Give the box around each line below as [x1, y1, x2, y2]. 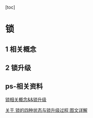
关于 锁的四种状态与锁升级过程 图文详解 [5, 107, 87, 113]
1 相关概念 [5, 45, 37, 53]
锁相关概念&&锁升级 [5, 96, 47, 102]
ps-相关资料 [5, 82, 43, 91]
